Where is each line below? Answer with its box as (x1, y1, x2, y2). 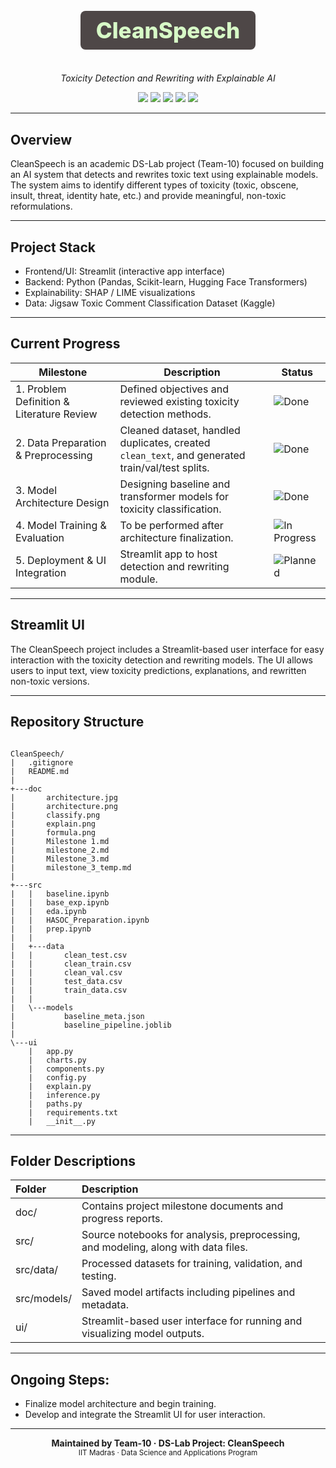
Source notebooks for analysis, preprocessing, (81, 1228, 301, 1242)
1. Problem (15, 382, 67, 396)
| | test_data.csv (10, 976, 123, 986)
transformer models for (119, 489, 230, 503)
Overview (10, 131, 73, 148)
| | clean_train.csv (10, 959, 132, 969)
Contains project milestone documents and (81, 1199, 284, 1213)
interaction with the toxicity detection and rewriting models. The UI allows (10, 654, 314, 666)
